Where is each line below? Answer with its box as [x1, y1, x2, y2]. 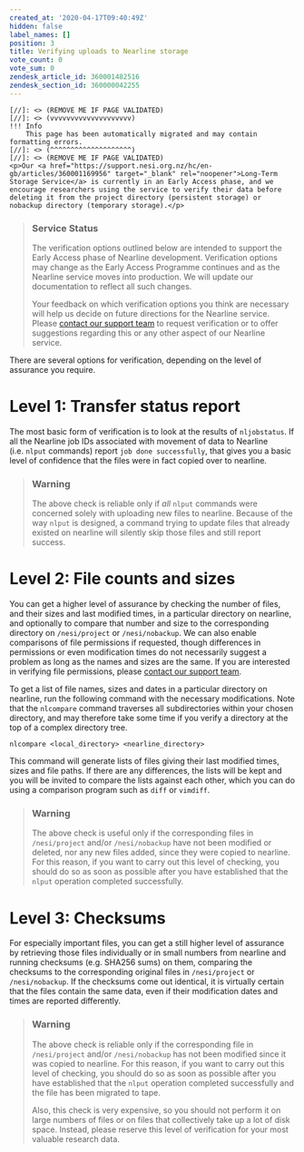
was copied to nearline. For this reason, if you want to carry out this [31, 1058, 285, 1069]
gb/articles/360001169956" [9, 169, 112, 178]
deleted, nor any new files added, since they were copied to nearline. [31, 847, 290, 858]
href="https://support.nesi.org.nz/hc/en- [49, 161, 213, 171]
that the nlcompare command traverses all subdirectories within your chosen [9, 703, 293, 714]
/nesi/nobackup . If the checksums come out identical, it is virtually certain [9, 976, 284, 987]
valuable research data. [31, 1133, 121, 1144]
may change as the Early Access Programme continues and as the [31, 261, 280, 272]
